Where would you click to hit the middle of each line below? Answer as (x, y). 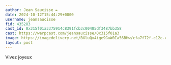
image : (12, 38)
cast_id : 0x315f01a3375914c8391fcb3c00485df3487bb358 (64, 29)
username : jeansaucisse (31, 19)
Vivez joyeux (19, 57)
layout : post (19, 43)
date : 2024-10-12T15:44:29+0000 (39, 15)
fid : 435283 (18, 24)
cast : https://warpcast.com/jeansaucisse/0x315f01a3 (62, 33)
